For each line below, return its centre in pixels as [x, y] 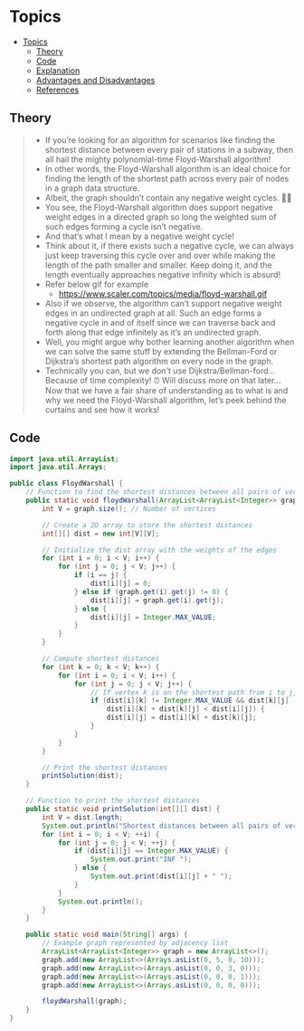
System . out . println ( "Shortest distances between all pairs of [161, 826]
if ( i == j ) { [100, 575]
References [57, 90]
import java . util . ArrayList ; [64, 459]
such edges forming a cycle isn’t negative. [124, 226]
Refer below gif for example [97, 284]
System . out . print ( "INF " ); [141, 860]
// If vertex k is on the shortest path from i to [187, 692]
